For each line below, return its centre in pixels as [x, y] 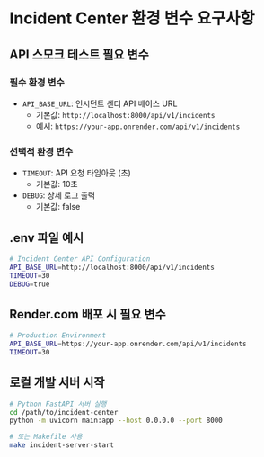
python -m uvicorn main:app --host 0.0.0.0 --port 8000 [116, 421]
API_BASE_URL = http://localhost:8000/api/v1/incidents [112, 267]
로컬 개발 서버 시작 [57, 383]
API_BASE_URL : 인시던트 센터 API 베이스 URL [100, 103]
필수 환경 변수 [37, 82]
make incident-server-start [62, 445]
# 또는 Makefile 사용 [46, 437]
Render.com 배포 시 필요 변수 [88, 314]
